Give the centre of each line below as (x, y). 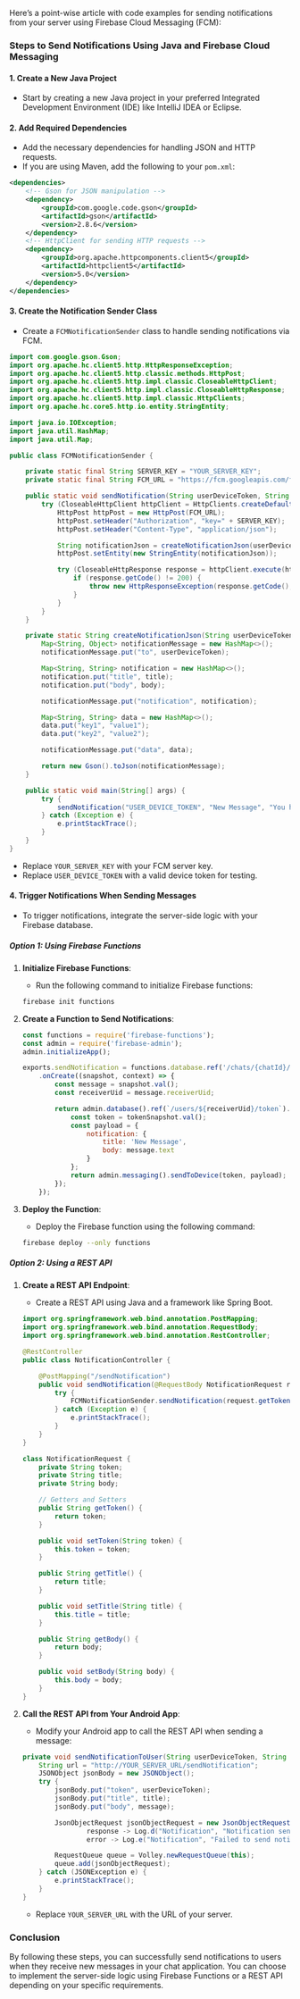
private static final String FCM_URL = (100, 480)
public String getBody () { (89, 1639)
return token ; (81, 1516)
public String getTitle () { (91, 1574)
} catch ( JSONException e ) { (93, 1872)
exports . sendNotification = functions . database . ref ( (122, 1068)
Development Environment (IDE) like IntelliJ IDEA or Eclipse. (132, 107)
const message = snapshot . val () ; (117, 1084)
